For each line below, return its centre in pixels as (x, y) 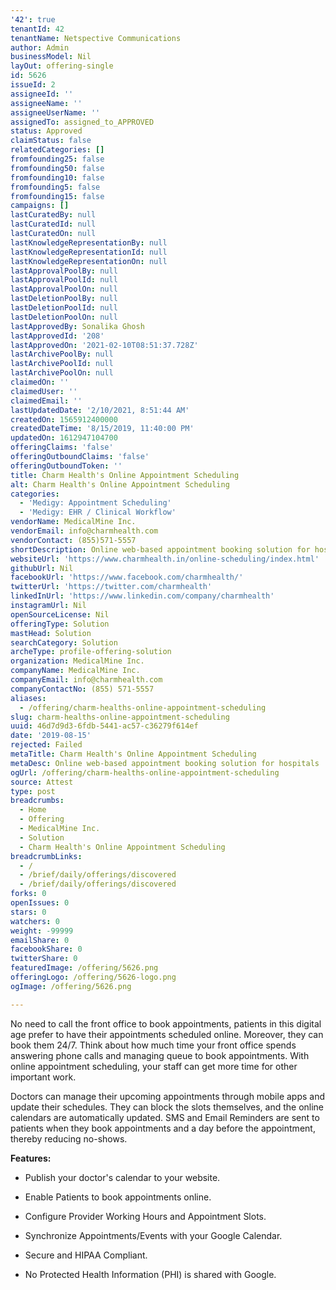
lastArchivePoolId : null (62, 364)
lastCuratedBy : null (53, 215)
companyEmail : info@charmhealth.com (86, 680)
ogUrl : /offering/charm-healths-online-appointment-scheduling (145, 772)
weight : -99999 (42, 931)
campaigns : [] (40, 206)
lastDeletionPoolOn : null (64, 317)
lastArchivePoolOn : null (62, 373)
